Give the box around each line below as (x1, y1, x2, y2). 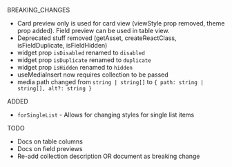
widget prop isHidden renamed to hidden (17, 63, 133, 71)
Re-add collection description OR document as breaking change (17, 152, 200, 160)
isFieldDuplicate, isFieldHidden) (17, 41, 108, 49)
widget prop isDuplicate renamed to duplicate (17, 56, 152, 64)
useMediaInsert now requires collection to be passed (17, 70, 169, 79)
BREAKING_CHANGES (7, 6, 70, 14)
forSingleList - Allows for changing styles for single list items (17, 110, 195, 119)
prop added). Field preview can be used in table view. (17, 27, 170, 35)
